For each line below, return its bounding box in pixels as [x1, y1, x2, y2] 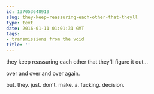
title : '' [6, 42, 31, 48]
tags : [6, 31, 20, 37]
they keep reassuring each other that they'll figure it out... [6, 58, 149, 65]
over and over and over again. [6, 70, 80, 77]
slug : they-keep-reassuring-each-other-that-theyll [6, 14, 138, 20]
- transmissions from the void [6, 36, 84, 42]
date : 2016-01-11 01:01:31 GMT [6, 25, 84, 32]
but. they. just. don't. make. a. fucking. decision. [6, 81, 125, 88]
